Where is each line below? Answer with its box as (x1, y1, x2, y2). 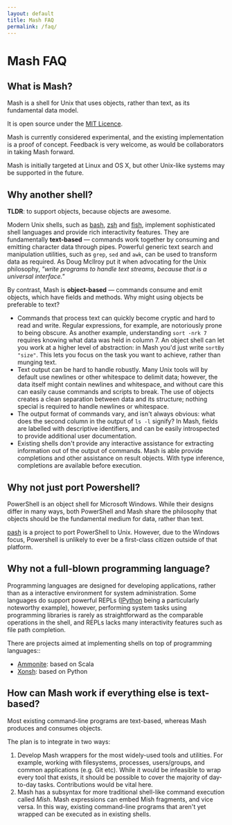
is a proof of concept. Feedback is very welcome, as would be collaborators (7, 140, 224, 149)
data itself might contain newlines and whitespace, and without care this (17, 380, 224, 389)
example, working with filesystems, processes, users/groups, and (17, 758, 206, 767)
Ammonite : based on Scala (17, 660, 95, 668)
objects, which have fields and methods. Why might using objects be (7, 293, 204, 302)
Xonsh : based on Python (17, 667, 88, 675)
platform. (7, 543, 33, 551)
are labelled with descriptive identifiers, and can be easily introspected (17, 425, 220, 433)
